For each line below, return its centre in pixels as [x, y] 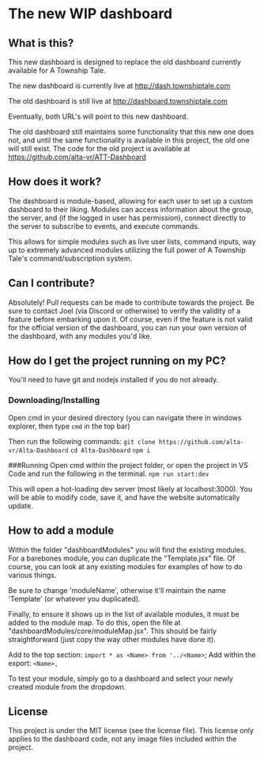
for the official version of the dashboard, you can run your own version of [128, 327]
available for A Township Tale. [57, 70]
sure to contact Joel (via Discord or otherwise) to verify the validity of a [124, 310]
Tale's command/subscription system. [70, 258]
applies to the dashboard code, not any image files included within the [123, 739]
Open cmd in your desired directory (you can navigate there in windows [125, 417]
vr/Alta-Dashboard [38, 450]
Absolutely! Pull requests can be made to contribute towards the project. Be [132, 302]
